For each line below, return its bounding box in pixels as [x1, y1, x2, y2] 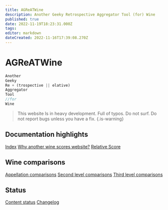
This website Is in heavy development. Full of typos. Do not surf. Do [17, 110, 157, 116]
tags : [5, 26, 16, 31]
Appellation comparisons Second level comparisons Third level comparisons [5, 171, 163, 177]
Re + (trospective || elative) [5, 83, 70, 88]
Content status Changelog [5, 199, 59, 205]
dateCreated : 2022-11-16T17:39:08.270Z [5, 36, 88, 41]
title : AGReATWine [5, 7, 43, 13]
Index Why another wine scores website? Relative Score [5, 143, 121, 149]
